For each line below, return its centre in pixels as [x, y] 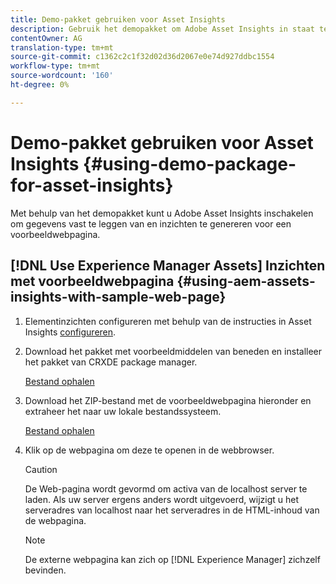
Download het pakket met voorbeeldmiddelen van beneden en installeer [173, 351]
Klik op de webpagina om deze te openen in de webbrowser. [149, 450]
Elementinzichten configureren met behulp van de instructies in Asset [168, 321]
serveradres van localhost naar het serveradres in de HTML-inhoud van [172, 510]
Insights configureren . [70, 332]
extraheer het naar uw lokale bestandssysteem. [123, 411]
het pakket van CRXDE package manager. [111, 362]
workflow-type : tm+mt [55, 66]
